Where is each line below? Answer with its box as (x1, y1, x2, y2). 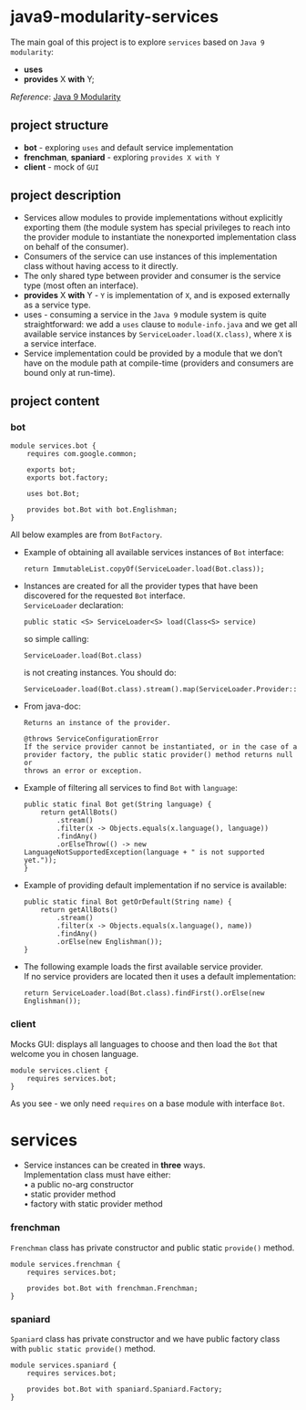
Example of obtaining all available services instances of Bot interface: (23, 547, 285, 558)
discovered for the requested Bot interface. (23, 590, 186, 601)
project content (10, 393, 100, 409)
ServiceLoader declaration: (23, 600, 124, 611)
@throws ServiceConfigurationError (23, 734, 159, 744)
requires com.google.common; (26, 450, 138, 459)
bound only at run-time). (23, 367, 116, 378)
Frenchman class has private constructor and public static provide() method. (10, 1242, 295, 1253)
